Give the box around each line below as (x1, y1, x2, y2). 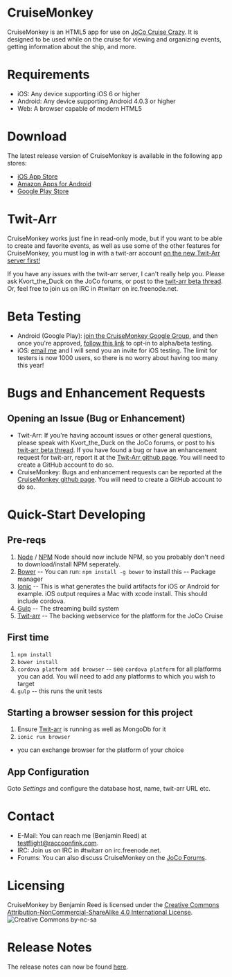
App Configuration (7, 766, 89, 778)
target (17, 679, 35, 688)
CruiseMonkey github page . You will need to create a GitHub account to (17, 475, 222, 483)
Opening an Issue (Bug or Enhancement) (7, 413, 186, 424)
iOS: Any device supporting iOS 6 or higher (17, 89, 141, 98)
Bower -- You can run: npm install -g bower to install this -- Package (17, 567, 216, 575)
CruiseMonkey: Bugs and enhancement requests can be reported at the (17, 467, 222, 476)
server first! (7, 256, 40, 265)
